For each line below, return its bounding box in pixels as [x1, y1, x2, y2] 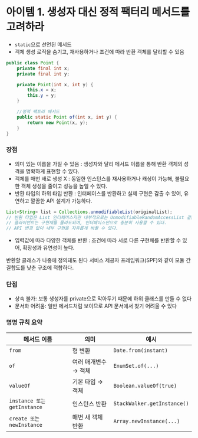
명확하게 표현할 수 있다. [25, 168, 80, 175]
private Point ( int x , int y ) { [16, 81, 94, 87]
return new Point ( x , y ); [27, 119, 88, 126]
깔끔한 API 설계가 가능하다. [30, 197, 93, 204]
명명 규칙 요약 [6, 318, 43, 326]
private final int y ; [16, 71, 70, 77]
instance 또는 [9, 397, 46, 404]
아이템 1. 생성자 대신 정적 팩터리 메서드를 [6, 5, 190, 19]
